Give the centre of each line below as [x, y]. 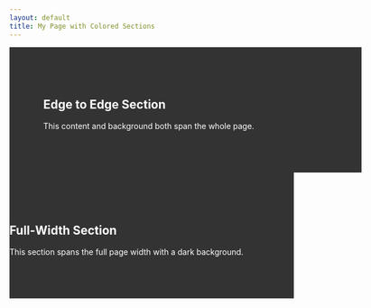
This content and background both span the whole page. [149, 126]
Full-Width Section [63, 230]
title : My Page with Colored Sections [82, 26]
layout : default [40, 18]
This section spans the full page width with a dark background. [126, 252]
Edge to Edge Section [105, 104]
